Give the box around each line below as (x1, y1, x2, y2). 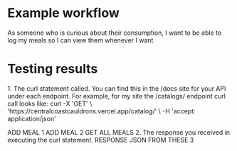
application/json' (7, 114, 57, 123)
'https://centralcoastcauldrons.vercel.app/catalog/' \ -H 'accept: (7, 106, 196, 115)
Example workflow (7, 5, 120, 21)
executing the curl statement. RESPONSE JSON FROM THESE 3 (7, 135, 194, 144)
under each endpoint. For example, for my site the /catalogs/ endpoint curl (7, 91, 226, 100)
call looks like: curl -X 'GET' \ (7, 99, 93, 108)
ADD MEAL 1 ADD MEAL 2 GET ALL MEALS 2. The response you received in (7, 128, 230, 136)
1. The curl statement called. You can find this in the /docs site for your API (7, 84, 226, 93)
